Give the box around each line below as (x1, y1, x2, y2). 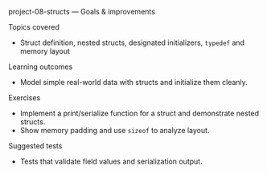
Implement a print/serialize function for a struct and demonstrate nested (19, 108, 260, 118)
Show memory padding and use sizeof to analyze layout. (19, 126, 210, 135)
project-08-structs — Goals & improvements (8, 7, 155, 16)
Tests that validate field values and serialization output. (19, 156, 203, 166)
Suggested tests (8, 141, 63, 151)
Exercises (8, 93, 41, 103)
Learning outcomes (8, 62, 73, 71)
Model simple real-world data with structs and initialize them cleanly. (19, 78, 248, 87)
